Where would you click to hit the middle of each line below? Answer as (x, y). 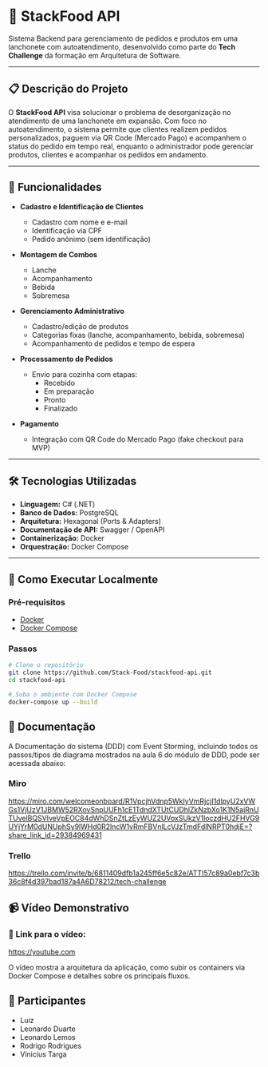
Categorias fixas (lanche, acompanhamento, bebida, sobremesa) (138, 335)
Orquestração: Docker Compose (74, 547)
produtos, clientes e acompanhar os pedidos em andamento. (108, 154)
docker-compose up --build (53, 702)
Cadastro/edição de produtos (80, 326)
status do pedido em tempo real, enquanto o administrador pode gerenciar (131, 146)
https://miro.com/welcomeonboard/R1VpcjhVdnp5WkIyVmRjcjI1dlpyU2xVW (132, 801)
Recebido (59, 383)
